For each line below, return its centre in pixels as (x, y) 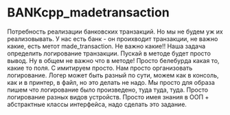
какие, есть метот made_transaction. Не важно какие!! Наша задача (106, 46)
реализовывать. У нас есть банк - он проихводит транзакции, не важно (113, 38)
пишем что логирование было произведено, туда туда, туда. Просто (107, 90)
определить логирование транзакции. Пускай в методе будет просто (109, 53)
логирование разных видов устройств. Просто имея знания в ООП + (108, 97)
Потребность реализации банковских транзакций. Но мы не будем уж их (115, 31)
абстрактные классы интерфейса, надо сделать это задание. (97, 104)
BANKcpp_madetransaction (88, 13)
